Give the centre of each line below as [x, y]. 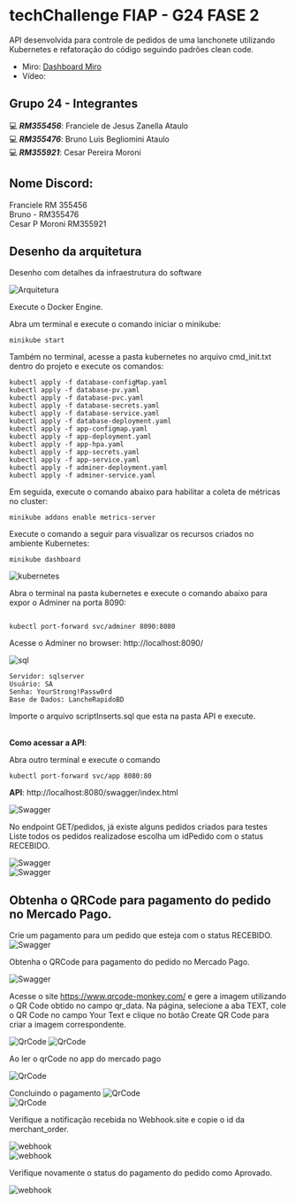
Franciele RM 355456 [49, 205]
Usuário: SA [31, 684]
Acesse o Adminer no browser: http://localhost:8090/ [106, 643]
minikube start [37, 341]
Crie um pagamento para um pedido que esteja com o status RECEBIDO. [141, 935]
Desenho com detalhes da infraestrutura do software [106, 273]
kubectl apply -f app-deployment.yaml [80, 437]
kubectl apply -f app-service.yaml [75, 460]
